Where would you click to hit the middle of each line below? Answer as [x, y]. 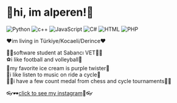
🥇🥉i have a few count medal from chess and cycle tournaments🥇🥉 [89, 81]
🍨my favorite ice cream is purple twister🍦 [58, 68]
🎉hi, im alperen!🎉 [50, 12]
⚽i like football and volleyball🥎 [44, 59]
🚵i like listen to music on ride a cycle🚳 [54, 75]
